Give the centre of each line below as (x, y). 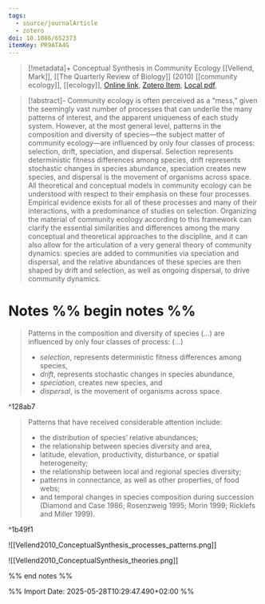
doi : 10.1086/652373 (43, 38)
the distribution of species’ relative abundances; (119, 438)
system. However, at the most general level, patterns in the (125, 126)
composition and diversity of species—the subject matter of (126, 135)
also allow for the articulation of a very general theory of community (140, 245)
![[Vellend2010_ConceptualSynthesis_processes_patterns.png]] (113, 545)
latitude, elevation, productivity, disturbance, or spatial (129, 455)
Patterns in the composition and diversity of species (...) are (126, 333)
